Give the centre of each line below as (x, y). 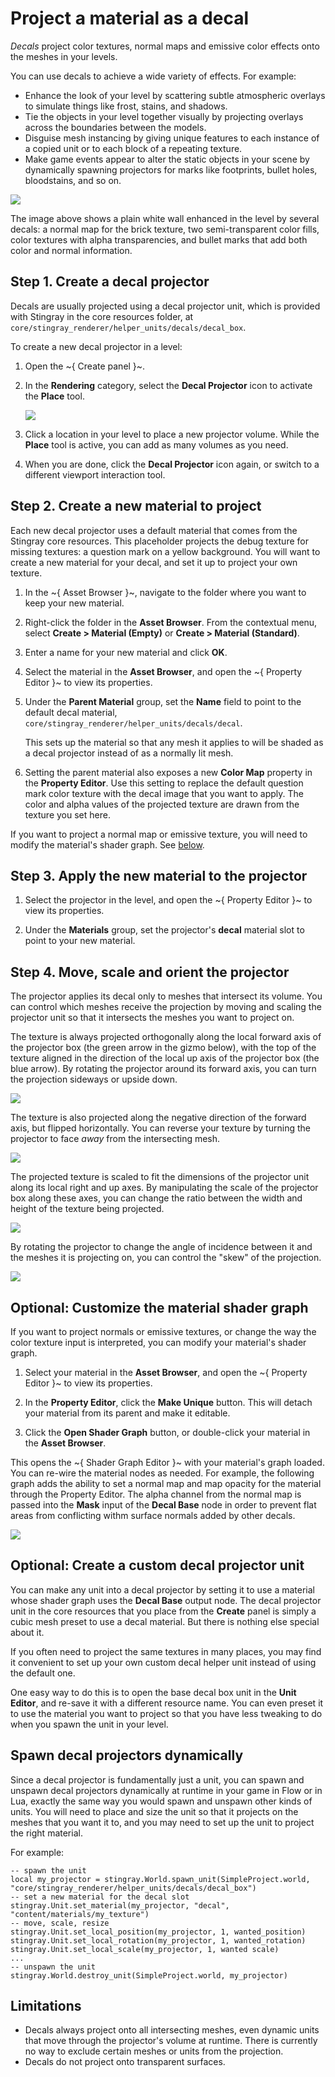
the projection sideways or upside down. (94, 1079)
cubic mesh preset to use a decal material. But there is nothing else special (165, 1621)
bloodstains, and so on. (73, 180)
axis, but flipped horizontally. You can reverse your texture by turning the (160, 1128)
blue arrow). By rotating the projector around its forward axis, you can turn (163, 1069)
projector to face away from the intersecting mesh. (115, 1139)
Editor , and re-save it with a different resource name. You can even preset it (167, 1703)
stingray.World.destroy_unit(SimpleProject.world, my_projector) (149, 1975)
